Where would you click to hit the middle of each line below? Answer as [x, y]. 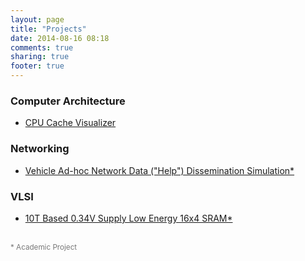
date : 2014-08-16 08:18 [60, 38]
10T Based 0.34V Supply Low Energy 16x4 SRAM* [128, 218]
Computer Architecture [68, 101]
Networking [40, 149]
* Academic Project [44, 247]
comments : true [42, 47]
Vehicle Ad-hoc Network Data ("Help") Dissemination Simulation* [159, 170]
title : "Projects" [48, 29]
